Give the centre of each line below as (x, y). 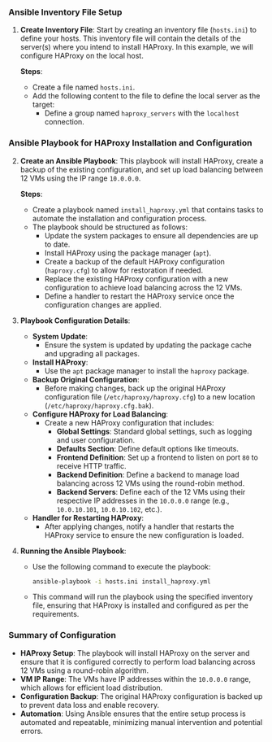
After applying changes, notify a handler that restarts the (139, 526)
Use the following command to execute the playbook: (121, 566)
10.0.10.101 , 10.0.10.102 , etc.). (109, 509)
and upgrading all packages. (92, 353)
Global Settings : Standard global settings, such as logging (154, 431)
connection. (65, 122)
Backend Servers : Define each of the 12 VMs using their (151, 491)
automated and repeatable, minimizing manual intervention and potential (141, 722)
